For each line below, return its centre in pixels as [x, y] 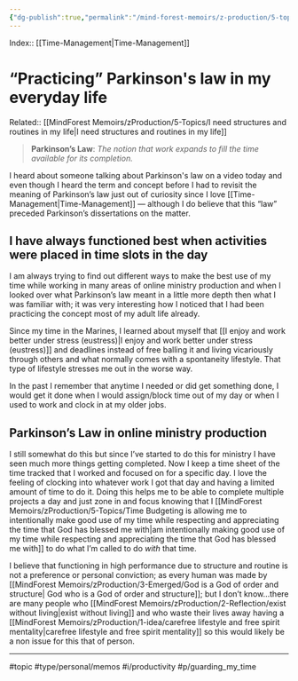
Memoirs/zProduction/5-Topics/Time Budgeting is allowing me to [128, 511]
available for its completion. [82, 158]
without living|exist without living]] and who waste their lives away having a [147, 613]
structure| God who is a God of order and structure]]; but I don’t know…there [149, 594]
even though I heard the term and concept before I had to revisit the [133, 185]
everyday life [59, 97]
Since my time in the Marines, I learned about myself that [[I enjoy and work [148, 331]
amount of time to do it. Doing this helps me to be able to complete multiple [147, 492]
